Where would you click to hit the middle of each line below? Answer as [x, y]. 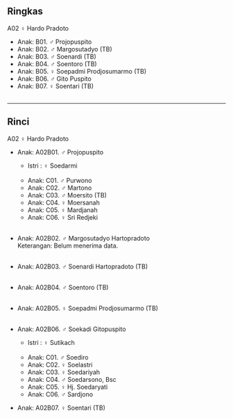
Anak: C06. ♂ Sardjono [60, 394]
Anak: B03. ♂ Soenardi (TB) [57, 56]
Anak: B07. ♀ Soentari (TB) [55, 86]
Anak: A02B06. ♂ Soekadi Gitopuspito [71, 329]
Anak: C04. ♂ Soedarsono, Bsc [72, 379]
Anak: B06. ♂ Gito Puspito [54, 79]
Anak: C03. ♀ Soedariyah [64, 372]
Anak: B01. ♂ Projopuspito [54, 42]
